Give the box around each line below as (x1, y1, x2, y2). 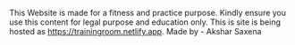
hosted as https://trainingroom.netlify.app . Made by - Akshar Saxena (9, 26, 262, 36)
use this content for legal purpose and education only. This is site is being (9, 17, 282, 27)
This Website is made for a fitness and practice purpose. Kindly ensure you (9, 8, 287, 18)
